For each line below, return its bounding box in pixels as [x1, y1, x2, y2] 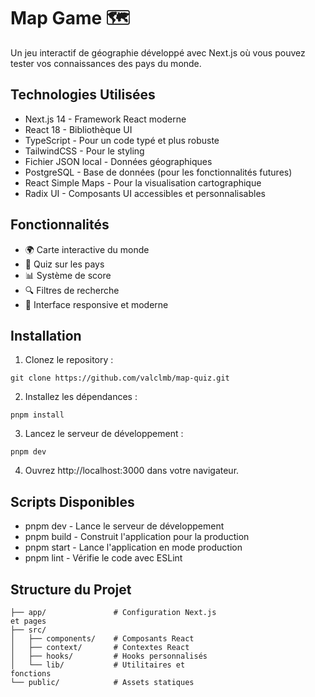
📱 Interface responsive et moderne [24, 298, 169, 310]
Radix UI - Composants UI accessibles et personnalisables [24, 187, 266, 199]
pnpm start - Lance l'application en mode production [24, 541, 243, 554]
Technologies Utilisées [10, 86, 156, 104]
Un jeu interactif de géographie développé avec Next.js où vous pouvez [10, 46, 306, 59]
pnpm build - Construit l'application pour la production [24, 531, 250, 543]
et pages [10, 616, 47, 626]
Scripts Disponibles [10, 493, 135, 510]
